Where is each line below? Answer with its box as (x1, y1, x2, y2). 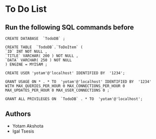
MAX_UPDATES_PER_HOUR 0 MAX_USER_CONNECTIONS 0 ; (5, 88, 110, 93)
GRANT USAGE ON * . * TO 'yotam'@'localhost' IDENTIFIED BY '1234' (5, 79, 152, 84)
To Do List (5, 3, 47, 15)
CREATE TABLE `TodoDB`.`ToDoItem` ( (5, 45, 83, 50)
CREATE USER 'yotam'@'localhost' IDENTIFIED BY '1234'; (5, 70, 125, 75)
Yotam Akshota (12, 123, 44, 129)
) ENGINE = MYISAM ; (5, 62, 48, 67)
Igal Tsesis (12, 128, 35, 134)
